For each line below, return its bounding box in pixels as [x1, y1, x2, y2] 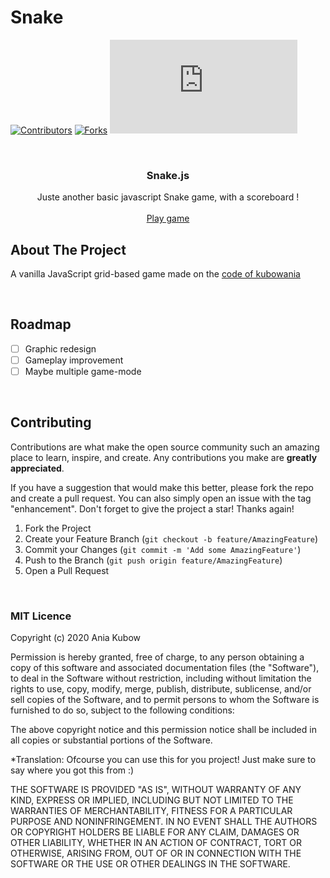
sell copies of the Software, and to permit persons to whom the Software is [10, 694, 320, 706]
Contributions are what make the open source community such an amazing [10, 441, 320, 453]
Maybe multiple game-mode [24, 365, 142, 377]
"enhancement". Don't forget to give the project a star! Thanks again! [10, 502, 295, 515]
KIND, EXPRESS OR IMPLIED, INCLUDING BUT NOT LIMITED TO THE [10, 794, 294, 806]
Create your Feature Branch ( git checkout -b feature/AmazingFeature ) [24, 532, 319, 545]
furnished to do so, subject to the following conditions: [10, 704, 235, 716]
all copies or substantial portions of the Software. [10, 734, 213, 746]
